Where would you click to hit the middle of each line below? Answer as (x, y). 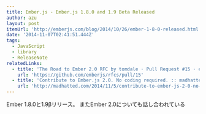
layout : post (23, 23)
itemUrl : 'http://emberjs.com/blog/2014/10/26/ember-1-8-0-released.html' (104, 29)
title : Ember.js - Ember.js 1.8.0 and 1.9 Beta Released (81, 12)
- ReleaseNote (30, 58)
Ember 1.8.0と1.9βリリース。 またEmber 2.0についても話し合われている (96, 104)
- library (24, 52)
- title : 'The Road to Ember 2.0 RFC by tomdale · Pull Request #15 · (104, 69)
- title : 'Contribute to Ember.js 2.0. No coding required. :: (94, 80)
